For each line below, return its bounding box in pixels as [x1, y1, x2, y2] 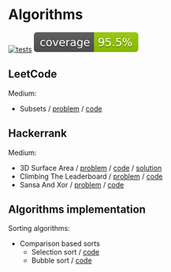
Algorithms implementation [8, 202, 146, 216]
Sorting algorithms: [8, 224, 71, 233]
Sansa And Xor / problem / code [19, 179, 125, 189]
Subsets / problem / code [19, 104, 102, 113]
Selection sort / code [31, 247, 100, 257]
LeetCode [8, 67, 58, 81]
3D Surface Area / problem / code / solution [19, 163, 162, 172]
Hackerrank [8, 127, 67, 140]
